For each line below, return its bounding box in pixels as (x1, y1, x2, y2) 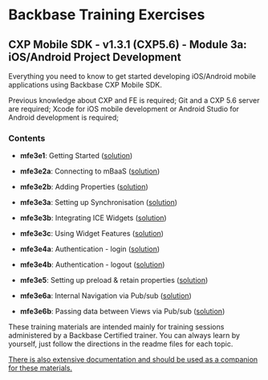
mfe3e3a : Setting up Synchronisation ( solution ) (19, 198, 178, 207)
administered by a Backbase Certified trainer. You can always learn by (8, 331, 241, 341)
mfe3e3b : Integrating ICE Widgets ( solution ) (19, 213, 167, 223)
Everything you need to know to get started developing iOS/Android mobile (8, 72, 257, 81)
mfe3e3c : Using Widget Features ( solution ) (19, 229, 164, 239)
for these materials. (8, 363, 73, 373)
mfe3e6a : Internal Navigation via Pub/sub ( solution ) (19, 291, 193, 300)
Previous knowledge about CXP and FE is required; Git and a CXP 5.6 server (8, 96, 260, 105)
